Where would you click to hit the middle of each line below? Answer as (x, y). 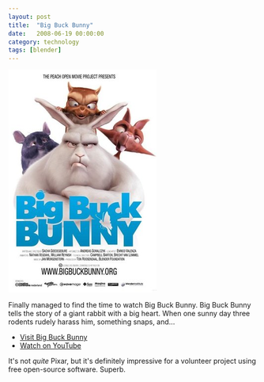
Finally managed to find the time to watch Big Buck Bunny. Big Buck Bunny (130, 305)
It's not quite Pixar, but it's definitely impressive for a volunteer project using (132, 361)
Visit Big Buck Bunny (53, 338)
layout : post (30, 17)
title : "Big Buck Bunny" (51, 25)
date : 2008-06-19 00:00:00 (56, 33)
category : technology (44, 42)
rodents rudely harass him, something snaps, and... (92, 322)
